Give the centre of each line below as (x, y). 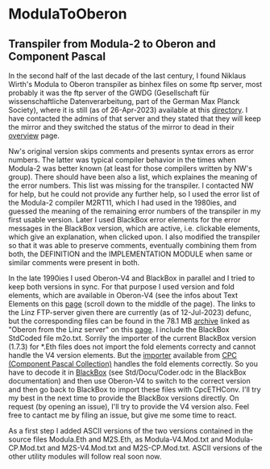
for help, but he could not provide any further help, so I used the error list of (134, 194)
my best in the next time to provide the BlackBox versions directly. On (124, 398)
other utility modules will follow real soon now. (85, 457)
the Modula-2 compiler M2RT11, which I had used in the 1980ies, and (123, 203)
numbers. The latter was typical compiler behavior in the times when (122, 160)
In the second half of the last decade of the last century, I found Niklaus (127, 76)
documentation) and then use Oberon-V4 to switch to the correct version (130, 381)
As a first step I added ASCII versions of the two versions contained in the (131, 431)
